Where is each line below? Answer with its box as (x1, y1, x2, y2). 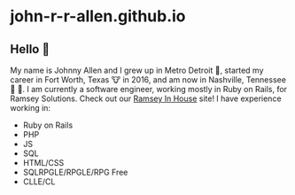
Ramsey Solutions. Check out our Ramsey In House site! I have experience (10, 93, 282, 104)
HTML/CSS (22, 158, 65, 168)
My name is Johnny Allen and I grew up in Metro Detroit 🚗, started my (10, 65, 264, 75)
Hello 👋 (10, 42, 50, 57)
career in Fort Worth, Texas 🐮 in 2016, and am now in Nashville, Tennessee (10, 74, 287, 85)
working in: (10, 103, 51, 113)
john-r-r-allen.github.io (10, 6, 186, 27)
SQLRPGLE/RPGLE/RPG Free (22, 167, 128, 177)
